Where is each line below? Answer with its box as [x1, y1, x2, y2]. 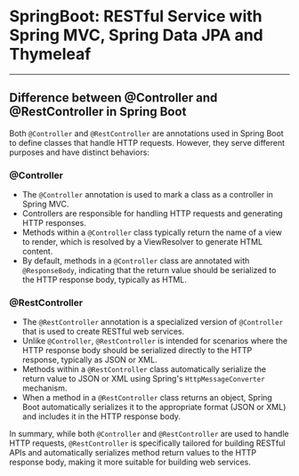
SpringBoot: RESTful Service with [9, 6, 263, 27]
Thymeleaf [9, 44, 92, 64]
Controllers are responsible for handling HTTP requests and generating [21, 208, 283, 219]
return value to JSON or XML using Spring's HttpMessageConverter [21, 374, 265, 384]
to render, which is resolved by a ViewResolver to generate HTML [21, 237, 263, 247]
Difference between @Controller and [9, 91, 218, 106]
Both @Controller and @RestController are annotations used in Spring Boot [9, 127, 284, 139]
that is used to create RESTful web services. [21, 327, 185, 337]
